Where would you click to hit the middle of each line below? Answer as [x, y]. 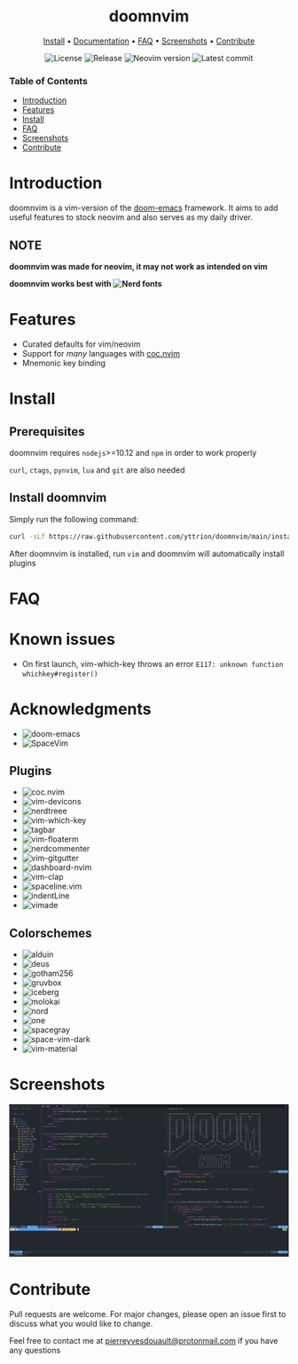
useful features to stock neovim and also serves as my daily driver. [131, 217]
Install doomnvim [58, 498]
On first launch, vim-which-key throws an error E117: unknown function [153, 663]
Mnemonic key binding [64, 363]
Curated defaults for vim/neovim [81, 344]
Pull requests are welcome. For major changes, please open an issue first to [148, 1313]
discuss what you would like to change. [81, 1323]
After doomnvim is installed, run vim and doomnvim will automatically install [147, 553]
